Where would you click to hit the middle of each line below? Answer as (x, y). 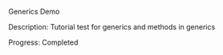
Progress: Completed (43, 42)
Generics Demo (34, 12)
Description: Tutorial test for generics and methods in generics (112, 27)
